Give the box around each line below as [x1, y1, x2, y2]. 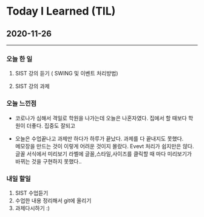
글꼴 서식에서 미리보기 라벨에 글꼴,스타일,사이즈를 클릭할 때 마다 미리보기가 [15, 150, 192, 157]
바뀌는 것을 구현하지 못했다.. [15, 157, 82, 165]
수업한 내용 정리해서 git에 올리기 [15, 196, 92, 204]
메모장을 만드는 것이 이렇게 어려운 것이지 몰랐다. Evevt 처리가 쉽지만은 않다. [15, 142, 194, 150]
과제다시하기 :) [15, 204, 50, 212]
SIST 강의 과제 [15, 83, 50, 90]
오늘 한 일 [6, 55, 32, 63]
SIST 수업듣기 [15, 189, 49, 196]
